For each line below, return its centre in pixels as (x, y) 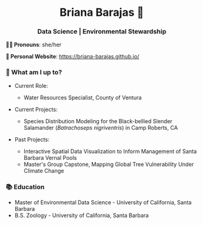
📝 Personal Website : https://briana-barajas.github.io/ (73, 57)
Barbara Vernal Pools (50, 157)
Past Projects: (32, 139)
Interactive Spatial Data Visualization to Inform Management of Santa (110, 151)
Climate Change (44, 171)
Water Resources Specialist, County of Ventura (83, 98)
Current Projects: (36, 109)
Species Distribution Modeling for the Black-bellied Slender (98, 121)
